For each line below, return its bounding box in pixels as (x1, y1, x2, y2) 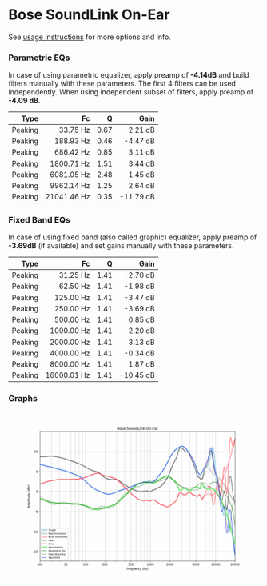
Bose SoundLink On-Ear (8, 6, 170, 24)
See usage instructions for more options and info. (8, 32, 172, 42)
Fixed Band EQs (8, 214, 70, 225)
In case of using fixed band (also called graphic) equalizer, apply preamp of (8, 232, 257, 242)
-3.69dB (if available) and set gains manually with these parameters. (8, 241, 234, 251)
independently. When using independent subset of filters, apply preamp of (8, 87, 254, 97)
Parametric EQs (8, 52, 70, 63)
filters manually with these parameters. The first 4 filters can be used (8, 78, 236, 89)
